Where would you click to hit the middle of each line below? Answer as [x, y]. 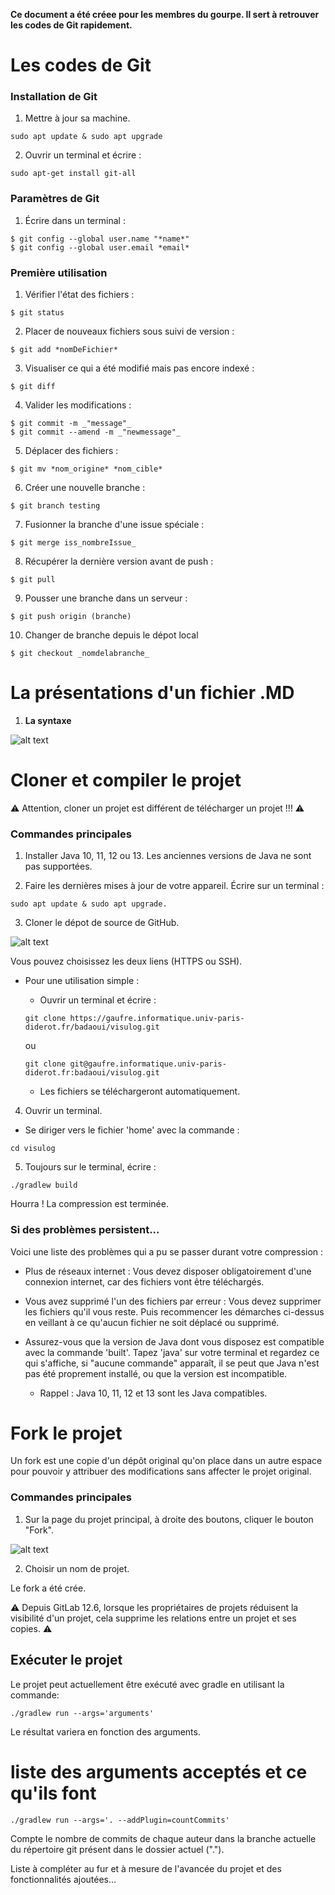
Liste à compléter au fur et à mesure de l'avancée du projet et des [146, 1868]
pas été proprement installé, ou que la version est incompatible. [156, 1373]
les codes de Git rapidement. [71, 25]
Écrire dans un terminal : [75, 220]
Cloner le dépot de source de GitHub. [102, 923]
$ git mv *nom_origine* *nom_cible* [86, 469]
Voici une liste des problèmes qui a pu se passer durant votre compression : [167, 1251]
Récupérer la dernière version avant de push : [119, 561]
